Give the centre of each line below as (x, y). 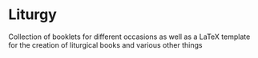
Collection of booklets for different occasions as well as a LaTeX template (129, 37)
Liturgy (33, 15)
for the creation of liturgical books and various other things (105, 44)
